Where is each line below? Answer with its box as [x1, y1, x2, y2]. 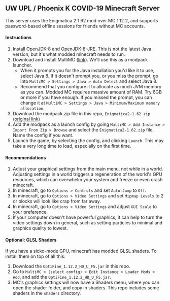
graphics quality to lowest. [12, 225, 68, 231]
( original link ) [12, 116, 41, 122]
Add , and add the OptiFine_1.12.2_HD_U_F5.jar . [12, 274, 112, 280]
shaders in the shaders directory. [12, 290, 81, 296]
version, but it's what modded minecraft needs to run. [12, 51, 125, 57]
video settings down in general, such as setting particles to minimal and [12, 220, 163, 226]
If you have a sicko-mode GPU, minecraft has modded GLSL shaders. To [5, 248, 157, 254]
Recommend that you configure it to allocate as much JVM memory [20, 84, 161, 90]
